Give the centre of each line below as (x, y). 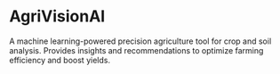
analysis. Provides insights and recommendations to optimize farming (136, 50)
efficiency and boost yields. (60, 60)
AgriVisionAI (57, 16)
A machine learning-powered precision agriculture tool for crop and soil (140, 41)
